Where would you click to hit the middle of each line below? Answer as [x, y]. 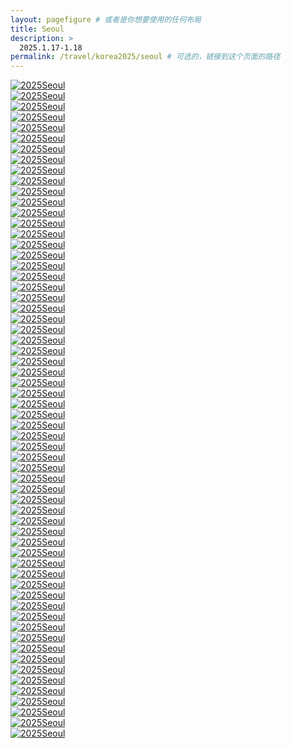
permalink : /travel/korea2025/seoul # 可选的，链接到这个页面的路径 [145, 57]
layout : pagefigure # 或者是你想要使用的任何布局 [106, 19]
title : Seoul [37, 29]
